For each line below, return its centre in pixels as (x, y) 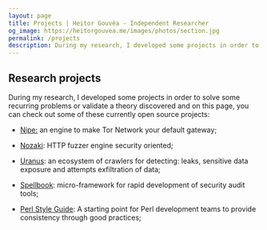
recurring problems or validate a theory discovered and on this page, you (129, 106)
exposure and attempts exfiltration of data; (90, 169)
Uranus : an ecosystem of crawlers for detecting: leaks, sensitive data (134, 160)
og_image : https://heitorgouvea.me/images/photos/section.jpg (114, 30)
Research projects (55, 78)
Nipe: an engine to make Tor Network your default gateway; (118, 130)
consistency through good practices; (80, 217)
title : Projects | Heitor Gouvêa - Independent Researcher (109, 23)
